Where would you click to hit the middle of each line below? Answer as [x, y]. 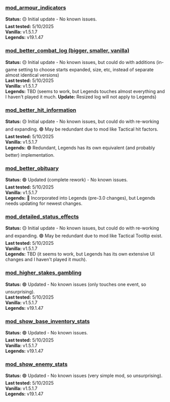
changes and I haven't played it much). [46, 260]
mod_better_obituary [32, 168]
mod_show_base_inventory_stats [48, 321]
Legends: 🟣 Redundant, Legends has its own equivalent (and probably [80, 147]
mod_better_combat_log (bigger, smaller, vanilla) [67, 51]
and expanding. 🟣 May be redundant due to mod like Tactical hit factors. [82, 129]
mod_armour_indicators [36, 8]
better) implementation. [30, 155]
